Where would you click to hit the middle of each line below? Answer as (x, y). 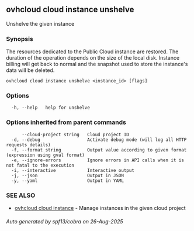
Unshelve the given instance (40, 23)
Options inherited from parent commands (66, 122)
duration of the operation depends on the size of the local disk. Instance (93, 58)
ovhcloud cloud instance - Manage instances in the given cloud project (100, 208)
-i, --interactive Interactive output (73, 170)
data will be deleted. (30, 70)
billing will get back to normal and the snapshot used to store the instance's (97, 64)
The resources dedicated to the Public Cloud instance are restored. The (92, 51)
